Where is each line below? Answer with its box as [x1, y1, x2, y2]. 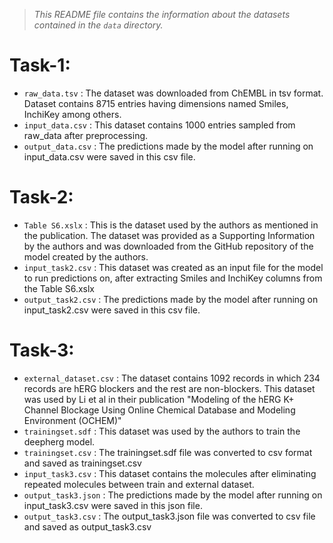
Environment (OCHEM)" [23, 414, 122, 426]
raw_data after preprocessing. [23, 129, 149, 141]
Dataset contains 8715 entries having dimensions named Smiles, [23, 97, 289, 109]
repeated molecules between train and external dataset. [23, 478, 255, 490]
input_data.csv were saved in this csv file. [23, 150, 196, 163]
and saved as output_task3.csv [23, 520, 152, 533]
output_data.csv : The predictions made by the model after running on [23, 140, 314, 152]
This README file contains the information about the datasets [33, 9, 291, 20]
